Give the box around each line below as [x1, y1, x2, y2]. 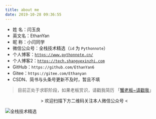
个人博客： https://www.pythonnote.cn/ [12, 51, 93, 57]
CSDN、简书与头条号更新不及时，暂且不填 [12, 76, 100, 82]
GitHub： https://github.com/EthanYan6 [12, 63, 94, 70]
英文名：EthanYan [12, 32, 50, 38]
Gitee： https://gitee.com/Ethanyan [12, 70, 87, 76]
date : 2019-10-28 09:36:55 [5, 12, 62, 17]
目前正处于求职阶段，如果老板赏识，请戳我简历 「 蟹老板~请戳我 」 [17, 87, 154, 93]
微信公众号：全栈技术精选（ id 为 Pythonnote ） [12, 45, 108, 51]
